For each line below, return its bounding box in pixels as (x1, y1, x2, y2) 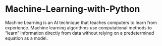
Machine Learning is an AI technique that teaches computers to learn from (5, 20, 157, 25)
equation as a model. (5, 35, 48, 41)
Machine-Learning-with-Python (5, 3, 140, 15)
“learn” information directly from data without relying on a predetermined (5, 30, 155, 36)
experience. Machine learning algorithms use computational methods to (5, 24, 152, 30)
